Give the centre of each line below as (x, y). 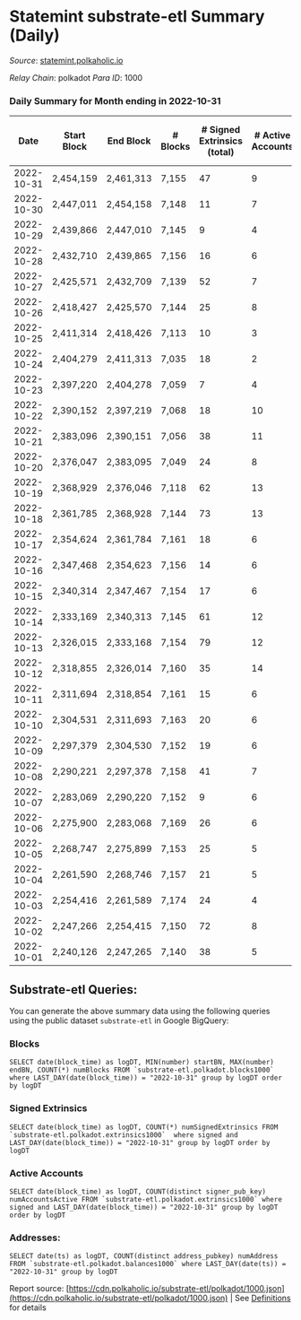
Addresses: (35, 1237)
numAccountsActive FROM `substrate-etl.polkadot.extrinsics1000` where (146, 1199)
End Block (129, 141)
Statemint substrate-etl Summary (137, 17)
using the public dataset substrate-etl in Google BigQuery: (119, 1020)
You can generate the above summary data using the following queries (140, 1012)
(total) (221, 152)
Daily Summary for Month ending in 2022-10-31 (115, 100)
